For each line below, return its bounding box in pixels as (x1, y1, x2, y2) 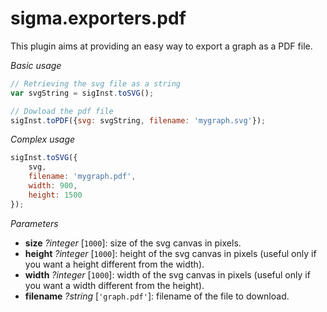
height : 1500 (28, 190, 83, 200)
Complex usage (10, 133, 76, 146)
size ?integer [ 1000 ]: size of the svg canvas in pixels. (24, 237, 242, 249)
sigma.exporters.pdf (10, 7, 187, 30)
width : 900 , (28, 181, 78, 191)
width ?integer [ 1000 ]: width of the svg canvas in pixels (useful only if (24, 268, 311, 281)
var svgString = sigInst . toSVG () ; (10, 88, 155, 98)
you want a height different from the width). (24, 258, 205, 270)
